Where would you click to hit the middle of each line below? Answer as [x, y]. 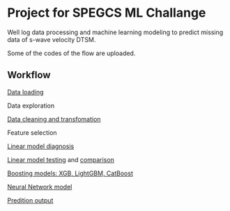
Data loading [25, 92]
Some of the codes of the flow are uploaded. [71, 53]
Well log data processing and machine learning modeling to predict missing [115, 32]
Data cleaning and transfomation [54, 119]
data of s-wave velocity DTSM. [52, 39]
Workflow [29, 75]
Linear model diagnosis [41, 146]
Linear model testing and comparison [61, 159]
